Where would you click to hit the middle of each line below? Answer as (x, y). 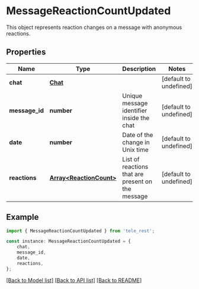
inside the (136, 118)
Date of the (138, 135)
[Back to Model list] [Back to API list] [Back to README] (74, 280)
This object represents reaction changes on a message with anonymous (94, 27)
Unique (132, 96)
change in (136, 142)
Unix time (136, 150)
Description (139, 69)
